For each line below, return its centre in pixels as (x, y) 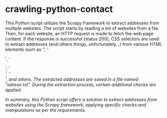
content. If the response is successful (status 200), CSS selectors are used (82, 39)
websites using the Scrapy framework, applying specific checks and (76, 105)
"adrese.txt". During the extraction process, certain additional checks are (81, 84)
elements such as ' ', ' (27, 49)
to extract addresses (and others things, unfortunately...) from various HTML (84, 44)
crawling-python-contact (59, 9)
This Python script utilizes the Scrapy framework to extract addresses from (82, 23)
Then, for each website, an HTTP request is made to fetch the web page (79, 33)
